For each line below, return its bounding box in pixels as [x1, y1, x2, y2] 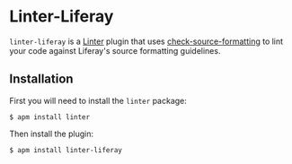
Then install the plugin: [9, 128, 94, 139]
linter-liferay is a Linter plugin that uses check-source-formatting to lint [9, 36, 284, 47]
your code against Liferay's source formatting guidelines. [9, 45, 221, 56]
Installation [9, 72, 74, 87]
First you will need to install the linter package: [9, 95, 187, 106]
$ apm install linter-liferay [9, 145, 123, 154]
